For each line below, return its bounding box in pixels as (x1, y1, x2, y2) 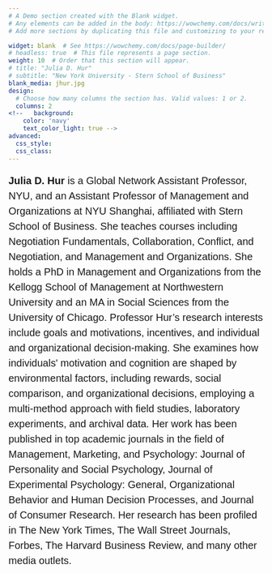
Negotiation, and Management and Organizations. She (8, 250, 253, 263)
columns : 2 (15, 102, 53, 110)
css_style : (15, 139, 53, 148)
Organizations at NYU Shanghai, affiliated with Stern (8, 204, 244, 217)
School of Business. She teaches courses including (8, 220, 238, 232)
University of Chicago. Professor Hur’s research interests (8, 311, 263, 323)
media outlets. (8, 554, 72, 567)
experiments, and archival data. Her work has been (8, 417, 237, 430)
